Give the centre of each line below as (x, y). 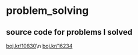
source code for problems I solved (69, 32)
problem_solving (47, 11)
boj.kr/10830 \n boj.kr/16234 (39, 46)
